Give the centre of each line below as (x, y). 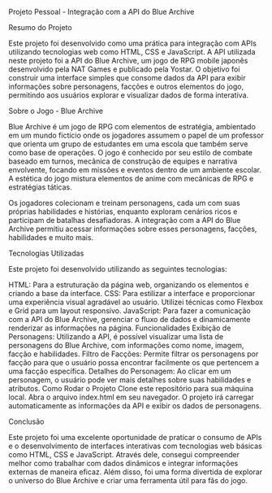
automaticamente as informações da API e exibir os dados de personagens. (135, 406)
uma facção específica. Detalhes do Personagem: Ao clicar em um (120, 371)
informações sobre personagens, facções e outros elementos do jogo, (126, 86)
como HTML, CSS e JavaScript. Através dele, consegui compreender (124, 454)
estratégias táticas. (40, 187)
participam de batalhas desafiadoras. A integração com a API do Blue (125, 220)
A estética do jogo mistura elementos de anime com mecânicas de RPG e (131, 179)
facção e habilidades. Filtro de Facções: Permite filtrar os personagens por (134, 354)
